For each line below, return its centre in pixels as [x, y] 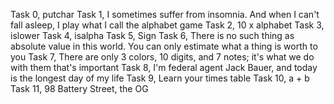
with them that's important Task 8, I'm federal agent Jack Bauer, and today [164, 67]
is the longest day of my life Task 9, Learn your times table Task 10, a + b [160, 78]
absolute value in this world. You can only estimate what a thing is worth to [164, 46]
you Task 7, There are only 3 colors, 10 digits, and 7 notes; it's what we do [162, 57]
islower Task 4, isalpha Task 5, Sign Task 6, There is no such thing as [152, 35]
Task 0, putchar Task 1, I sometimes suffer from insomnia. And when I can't [165, 14]
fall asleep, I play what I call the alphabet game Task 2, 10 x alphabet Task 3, [167, 25]
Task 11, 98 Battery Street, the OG [79, 88]
